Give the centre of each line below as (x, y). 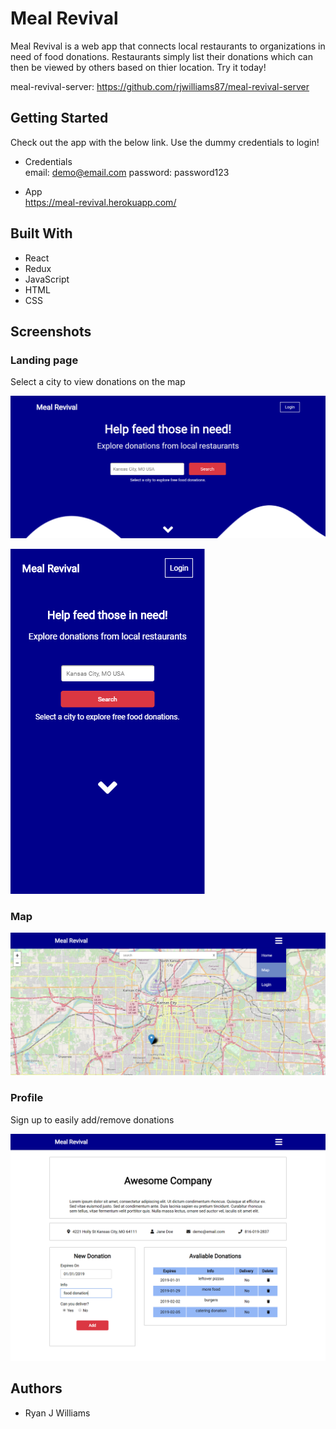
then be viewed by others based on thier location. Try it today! (138, 67)
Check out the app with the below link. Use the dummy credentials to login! (165, 142)
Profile (27, 1098)
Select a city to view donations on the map (98, 382)
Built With (41, 233)
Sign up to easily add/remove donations (92, 1119)
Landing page (44, 360)
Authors (36, 1388)
